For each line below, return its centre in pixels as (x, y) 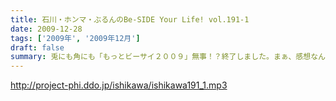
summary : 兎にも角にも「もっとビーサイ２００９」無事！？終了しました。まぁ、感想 (161, 57)
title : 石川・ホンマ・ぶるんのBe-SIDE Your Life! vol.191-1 (130, 19)
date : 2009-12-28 (46, 29)
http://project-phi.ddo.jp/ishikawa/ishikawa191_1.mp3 (119, 85)
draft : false (37, 47)
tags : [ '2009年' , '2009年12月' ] (75, 38)
